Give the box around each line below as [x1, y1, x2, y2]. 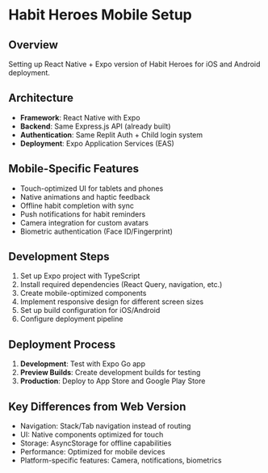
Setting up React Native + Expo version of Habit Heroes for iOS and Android [8, 59, 261, 69]
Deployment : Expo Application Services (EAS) [19, 138, 175, 148]
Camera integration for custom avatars [19, 217, 149, 227]
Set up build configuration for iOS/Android [19, 306, 161, 315]
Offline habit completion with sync [19, 201, 135, 210]
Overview [8, 38, 59, 52]
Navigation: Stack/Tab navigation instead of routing [19, 421, 191, 431]
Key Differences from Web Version [8, 399, 186, 413]
